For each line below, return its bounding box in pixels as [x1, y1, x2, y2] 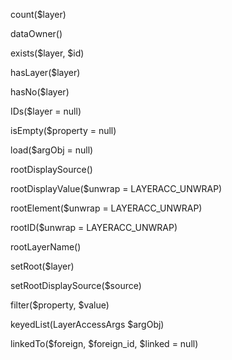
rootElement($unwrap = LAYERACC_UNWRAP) [10, 202, 203, 214]
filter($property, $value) [10, 299, 110, 311]
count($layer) [10, 9, 67, 20]
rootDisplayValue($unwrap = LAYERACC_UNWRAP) [10, 183, 223, 194]
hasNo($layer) [10, 86, 70, 98]
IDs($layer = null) [10, 105, 82, 117]
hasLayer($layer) [10, 67, 81, 78]
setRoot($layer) [10, 260, 75, 272]
